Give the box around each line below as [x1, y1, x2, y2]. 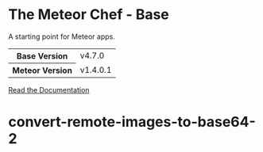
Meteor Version [12, 65, 73, 76]
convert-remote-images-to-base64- [8, 113, 256, 131]
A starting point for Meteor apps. [8, 32, 115, 41]
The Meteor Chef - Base [8, 6, 169, 24]
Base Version [16, 50, 68, 61]
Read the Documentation [8, 85, 90, 94]
